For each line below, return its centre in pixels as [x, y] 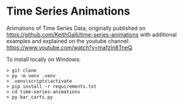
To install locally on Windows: [44, 59]
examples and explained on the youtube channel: [68, 41]
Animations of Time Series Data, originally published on [76, 28]
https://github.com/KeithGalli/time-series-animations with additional [91, 34]
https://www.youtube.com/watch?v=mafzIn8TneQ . [70, 48]
